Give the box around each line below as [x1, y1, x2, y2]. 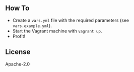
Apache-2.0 [5, 61, 30, 67]
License [5, 47, 31, 56]
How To [5, 4, 30, 12]
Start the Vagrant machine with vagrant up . [12, 27, 102, 34]
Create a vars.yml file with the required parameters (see [12, 17, 129, 23]
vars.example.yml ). [12, 22, 52, 28]
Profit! [12, 33, 26, 39]
